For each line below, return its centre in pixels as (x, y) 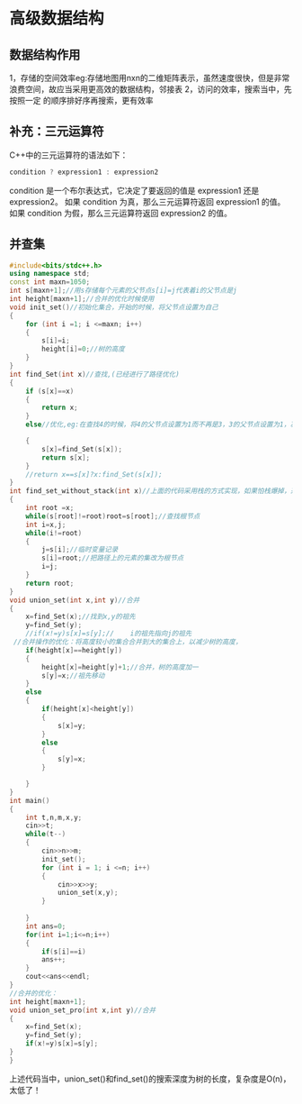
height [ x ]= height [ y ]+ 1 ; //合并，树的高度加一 (120, 667)
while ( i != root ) (54, 533)
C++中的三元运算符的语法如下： (69, 155)
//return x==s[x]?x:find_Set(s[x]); (94, 474)
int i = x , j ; (46, 525)
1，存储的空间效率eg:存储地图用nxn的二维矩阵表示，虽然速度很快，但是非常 (150, 78)
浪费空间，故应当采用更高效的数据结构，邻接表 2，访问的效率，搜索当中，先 (151, 89)
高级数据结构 (57, 18)
